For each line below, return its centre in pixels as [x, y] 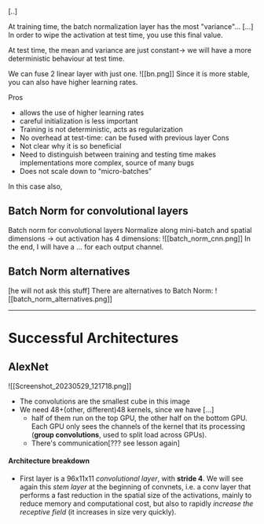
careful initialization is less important [79, 121]
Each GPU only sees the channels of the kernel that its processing [138, 426]
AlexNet [28, 367]
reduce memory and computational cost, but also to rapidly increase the [136, 504]
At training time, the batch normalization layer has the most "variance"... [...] [131, 26]
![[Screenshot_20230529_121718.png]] [70, 386]
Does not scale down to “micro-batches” [85, 171]
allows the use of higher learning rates [82, 113]
